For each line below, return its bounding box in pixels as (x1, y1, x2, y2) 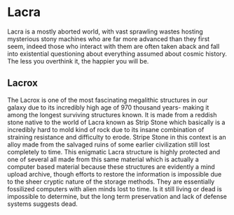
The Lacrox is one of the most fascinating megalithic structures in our (7, 96, 208, 104)
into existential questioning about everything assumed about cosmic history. (7, 50, 228, 58)
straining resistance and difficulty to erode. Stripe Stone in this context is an (7, 133, 226, 141)
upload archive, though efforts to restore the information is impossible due (7, 170, 222, 178)
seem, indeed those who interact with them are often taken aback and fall (7, 42, 220, 50)
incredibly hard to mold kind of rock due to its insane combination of (7, 125, 205, 133)
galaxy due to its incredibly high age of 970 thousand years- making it (7, 103, 209, 112)
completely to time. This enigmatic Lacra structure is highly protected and (7, 147, 221, 156)
